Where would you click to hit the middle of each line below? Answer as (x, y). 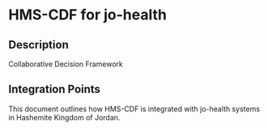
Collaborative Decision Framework (66, 64)
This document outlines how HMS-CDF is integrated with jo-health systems (134, 109)
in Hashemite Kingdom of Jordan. (64, 117)
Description (38, 45)
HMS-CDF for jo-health (88, 15)
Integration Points (55, 89)
